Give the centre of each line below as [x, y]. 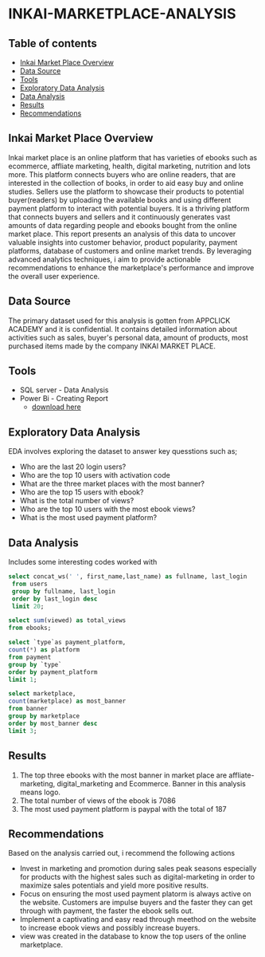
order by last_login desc [55, 599]
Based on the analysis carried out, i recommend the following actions [122, 853]
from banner [28, 709]
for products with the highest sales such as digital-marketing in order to [137, 877]
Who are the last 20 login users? [73, 467]
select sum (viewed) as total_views [67, 620]
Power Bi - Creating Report [64, 399]
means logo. [40, 792]
